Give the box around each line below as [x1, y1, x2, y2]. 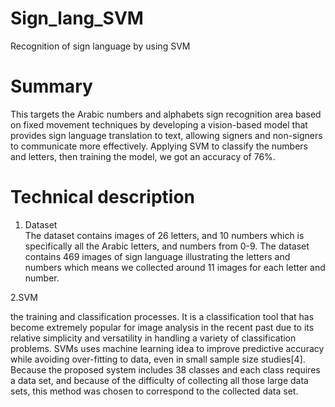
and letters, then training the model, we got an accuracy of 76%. [10, 150, 276, 162]
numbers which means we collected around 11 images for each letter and [24, 261, 326, 273]
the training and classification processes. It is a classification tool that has [10, 310, 315, 322]
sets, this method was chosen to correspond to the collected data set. [10, 385, 299, 397]
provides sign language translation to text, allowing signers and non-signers [10, 129, 323, 141]
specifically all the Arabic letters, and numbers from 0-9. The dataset [24, 240, 310, 252]
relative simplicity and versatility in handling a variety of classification [10, 332, 297, 344]
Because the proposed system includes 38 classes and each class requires [10, 363, 321, 376]
